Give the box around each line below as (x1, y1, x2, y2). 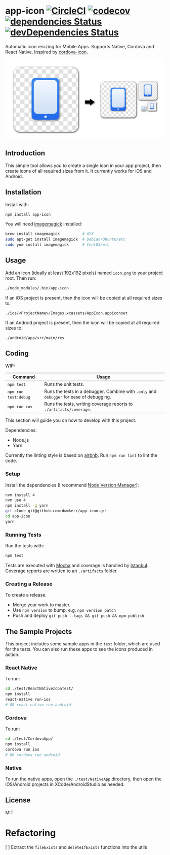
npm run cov (7, 404, 33, 410)
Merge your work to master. (12, 602, 71, 608)
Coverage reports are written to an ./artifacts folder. (5, 568, 118, 574)
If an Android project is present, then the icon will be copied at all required (5, 319, 160, 325)
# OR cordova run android (5, 752, 60, 758)
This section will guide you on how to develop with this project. (5, 417, 137, 423)
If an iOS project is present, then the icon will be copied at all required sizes (5, 294, 163, 301)
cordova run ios (5, 747, 39, 752)
